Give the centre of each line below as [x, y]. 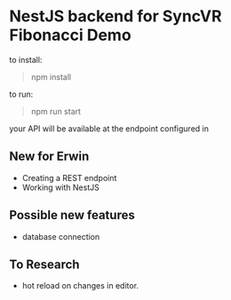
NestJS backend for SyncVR [115, 16]
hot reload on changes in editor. [80, 286]
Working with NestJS [60, 187]
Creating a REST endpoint [69, 178]
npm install [51, 76]
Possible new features [72, 215]
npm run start [56, 111]
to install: [26, 59]
